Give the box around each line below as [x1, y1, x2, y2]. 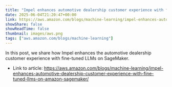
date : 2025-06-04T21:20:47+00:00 [5, 12, 77, 17]
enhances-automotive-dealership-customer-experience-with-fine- [12, 70, 154, 76]
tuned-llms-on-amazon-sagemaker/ [12, 76, 89, 82]
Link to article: [12, 65, 43, 71]
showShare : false [5, 21, 42, 27]
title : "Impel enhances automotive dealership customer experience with [5, 7, 164, 13]
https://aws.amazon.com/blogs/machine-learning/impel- [44, 65, 164, 71]
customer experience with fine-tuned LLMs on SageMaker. [5, 55, 130, 61]
